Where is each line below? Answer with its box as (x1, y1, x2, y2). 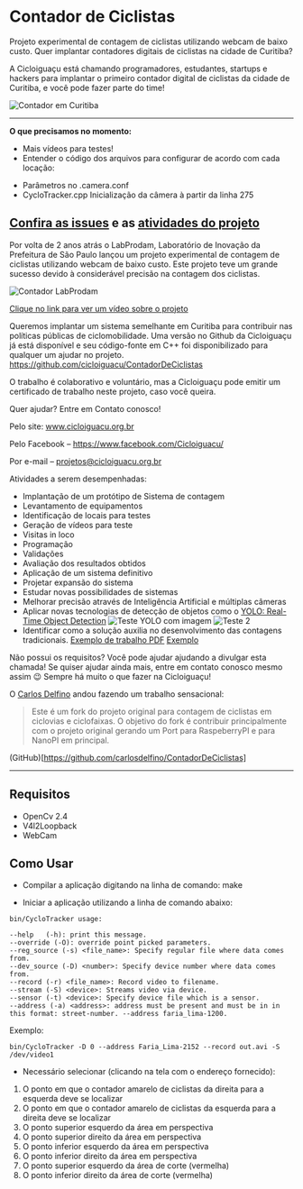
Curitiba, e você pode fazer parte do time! (9, 82, 165, 93)
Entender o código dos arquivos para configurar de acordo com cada (22, 152, 280, 163)
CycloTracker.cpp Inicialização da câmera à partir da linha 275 (22, 189, 254, 200)
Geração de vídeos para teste (22, 519, 133, 530)
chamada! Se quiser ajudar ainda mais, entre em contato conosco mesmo (9, 661, 283, 672)
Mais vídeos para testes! (22, 142, 115, 154)
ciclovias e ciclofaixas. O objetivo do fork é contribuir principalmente (31, 715, 287, 727)
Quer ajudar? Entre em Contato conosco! (9, 403, 161, 414)
